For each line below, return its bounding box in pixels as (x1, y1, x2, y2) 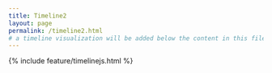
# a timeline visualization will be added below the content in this (8, 34, 249, 43)
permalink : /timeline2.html (8, 26, 104, 34)
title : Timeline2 (8, 11, 67, 20)
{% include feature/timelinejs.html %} (8, 56, 134, 66)
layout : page (8, 19, 53, 27)
